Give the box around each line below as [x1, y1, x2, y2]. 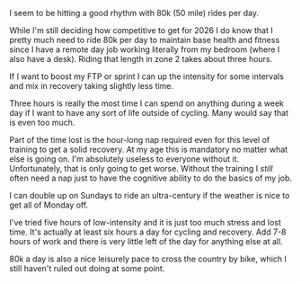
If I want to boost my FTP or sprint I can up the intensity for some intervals [9, 71, 285, 82]
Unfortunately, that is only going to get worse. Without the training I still [9, 164, 273, 173]
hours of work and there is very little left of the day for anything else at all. [9, 236, 283, 246]
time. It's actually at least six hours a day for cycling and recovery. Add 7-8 [9, 226, 287, 237]
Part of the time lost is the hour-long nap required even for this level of [9, 135, 270, 145]
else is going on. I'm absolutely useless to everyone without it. [9, 154, 240, 164]
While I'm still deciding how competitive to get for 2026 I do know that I [9, 25, 273, 35]
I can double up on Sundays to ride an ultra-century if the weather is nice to [9, 190, 290, 200]
